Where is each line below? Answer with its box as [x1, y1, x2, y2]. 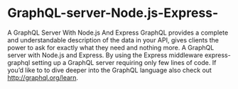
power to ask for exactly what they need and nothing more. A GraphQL [7, 43, 215, 52]
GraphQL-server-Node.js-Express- [7, 5, 219, 21]
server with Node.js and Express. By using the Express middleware [7, 51, 204, 59]
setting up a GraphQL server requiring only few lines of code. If [31, 58, 217, 66]
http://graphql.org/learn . [7, 73, 79, 82]
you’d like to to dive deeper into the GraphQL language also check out [7, 66, 212, 74]
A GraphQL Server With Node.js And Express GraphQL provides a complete [7, 28, 229, 37]
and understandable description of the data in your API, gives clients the [7, 35, 219, 44]
